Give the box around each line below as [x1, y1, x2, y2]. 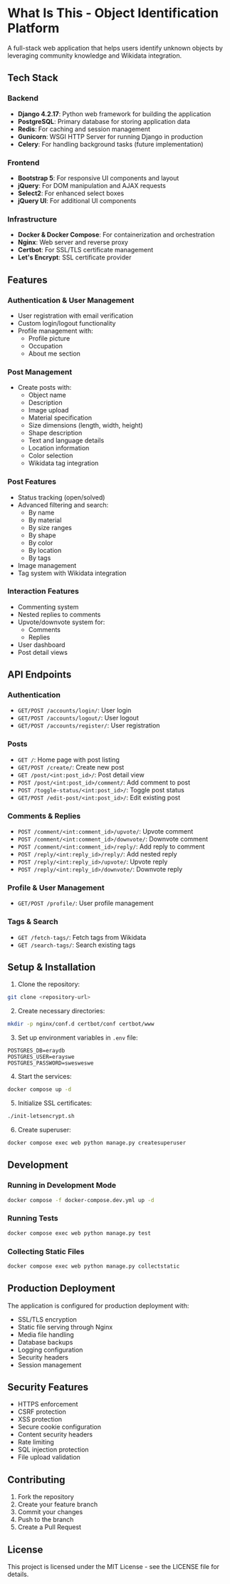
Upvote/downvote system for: [17, 618, 105, 626]
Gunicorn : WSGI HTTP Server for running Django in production [17, 132, 204, 140]
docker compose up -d [7, 1086, 72, 1093]
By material [28, 515, 62, 524]
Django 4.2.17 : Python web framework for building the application [17, 109, 211, 118]
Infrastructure [7, 214, 58, 224]
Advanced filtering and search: [17, 500, 109, 509]
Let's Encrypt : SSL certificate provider [17, 253, 132, 262]
